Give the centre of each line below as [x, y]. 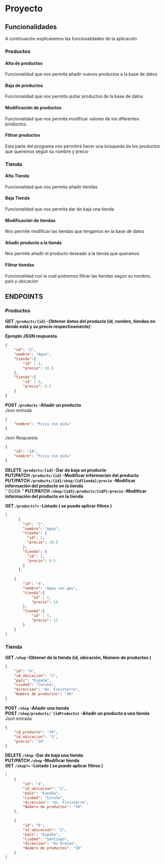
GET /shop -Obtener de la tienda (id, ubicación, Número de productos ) [78, 657]
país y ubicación [22, 281]
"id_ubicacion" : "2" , [36, 737]
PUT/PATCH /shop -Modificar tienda [42, 760]
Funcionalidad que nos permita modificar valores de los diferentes [72, 118]
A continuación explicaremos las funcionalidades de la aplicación [71, 38]
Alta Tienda [17, 176]
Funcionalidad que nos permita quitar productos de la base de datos [74, 96]
